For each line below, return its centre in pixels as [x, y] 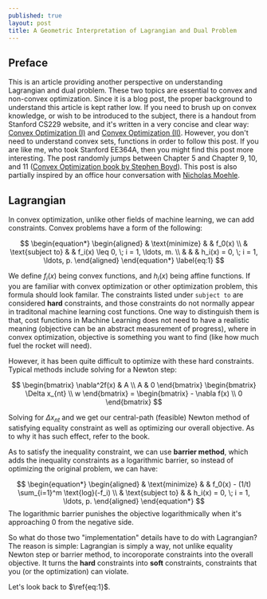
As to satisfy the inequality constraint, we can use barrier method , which [128, 451]
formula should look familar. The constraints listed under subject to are [126, 294]
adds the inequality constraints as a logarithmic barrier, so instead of [121, 460]
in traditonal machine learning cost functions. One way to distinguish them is [134, 311]
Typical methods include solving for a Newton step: [92, 369]
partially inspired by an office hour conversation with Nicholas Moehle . [124, 175]
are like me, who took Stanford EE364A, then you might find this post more [131, 150]
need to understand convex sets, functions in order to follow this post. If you [133, 141]
